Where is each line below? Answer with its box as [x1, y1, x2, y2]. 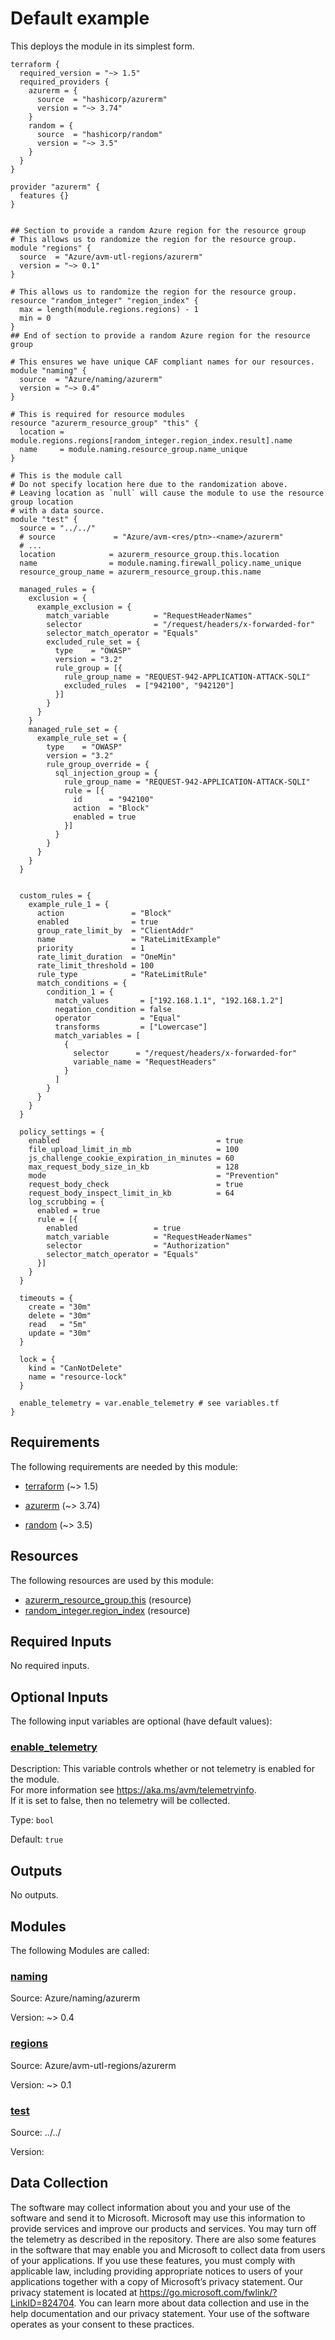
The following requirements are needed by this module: [10, 1460, 238, 1472]
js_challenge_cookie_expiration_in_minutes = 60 [28, 1153, 235, 1163]
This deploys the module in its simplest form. [10, 40, 195, 52]
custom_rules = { [19, 890, 92, 901]
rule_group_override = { [46, 759, 150, 769]
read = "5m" [28, 1319, 87, 1329]
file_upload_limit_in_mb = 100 [28, 1144, 240, 1154]
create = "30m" [28, 1302, 92, 1312]
